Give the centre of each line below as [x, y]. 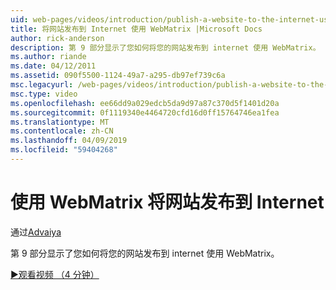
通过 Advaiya [36, 232]
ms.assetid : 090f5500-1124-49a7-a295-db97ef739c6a [118, 76]
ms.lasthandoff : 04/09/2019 [69, 141]
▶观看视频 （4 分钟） [55, 274]
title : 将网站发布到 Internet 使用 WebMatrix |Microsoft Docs [136, 29]
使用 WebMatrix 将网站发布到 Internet [167, 202]
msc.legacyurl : [42, 85]
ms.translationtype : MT [60, 122]
